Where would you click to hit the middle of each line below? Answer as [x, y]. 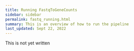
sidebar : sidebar [23, 15]
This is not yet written [28, 43]
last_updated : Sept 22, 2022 [36, 29]
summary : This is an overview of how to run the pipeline [67, 24]
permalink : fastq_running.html [38, 19]
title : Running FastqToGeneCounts [41, 10]
